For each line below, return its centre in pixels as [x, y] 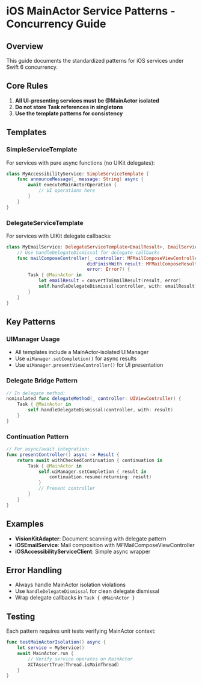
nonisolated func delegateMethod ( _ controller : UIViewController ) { [94, 399]
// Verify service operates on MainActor [81, 659]
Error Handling [34, 570]
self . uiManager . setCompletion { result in [92, 472]
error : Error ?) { [109, 270]
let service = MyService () [51, 648]
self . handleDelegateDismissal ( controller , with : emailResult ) [118, 287]
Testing [21, 616]
